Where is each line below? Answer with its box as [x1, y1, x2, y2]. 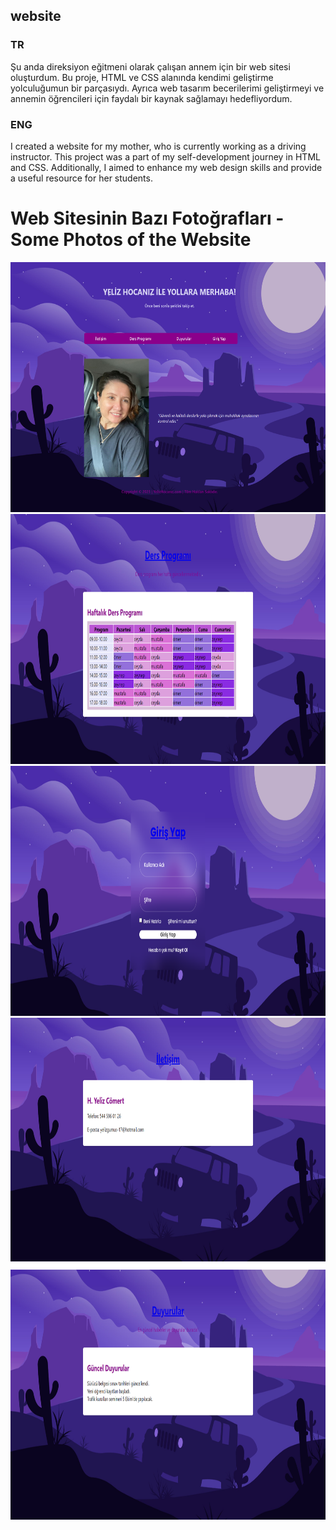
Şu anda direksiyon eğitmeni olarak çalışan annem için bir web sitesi [10, 60, 291, 73]
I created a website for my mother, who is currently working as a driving [10, 140, 307, 152]
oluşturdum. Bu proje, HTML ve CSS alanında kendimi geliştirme [10, 71, 274, 83]
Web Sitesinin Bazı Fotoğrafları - [10, 207, 285, 230]
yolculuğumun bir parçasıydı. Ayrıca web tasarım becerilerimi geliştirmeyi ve [10, 82, 325, 94]
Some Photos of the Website [10, 229, 252, 251]
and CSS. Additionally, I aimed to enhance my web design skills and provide [10, 161, 323, 173]
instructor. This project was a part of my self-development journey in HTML [10, 150, 321, 163]
